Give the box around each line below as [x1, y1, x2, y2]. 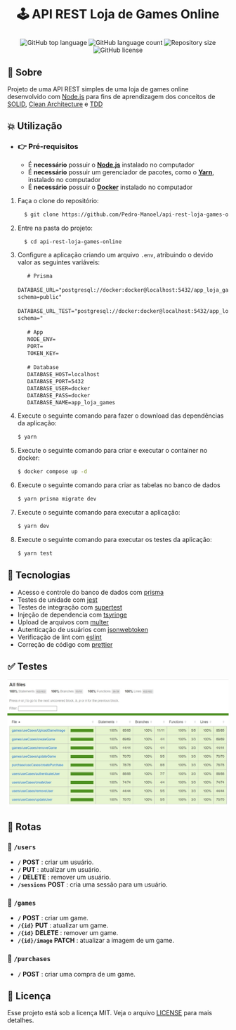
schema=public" [17, 294, 63, 301]
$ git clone [24, 211, 59, 218]
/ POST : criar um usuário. [17, 858, 94, 866]
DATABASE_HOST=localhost [27, 371, 100, 378]
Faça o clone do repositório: [17, 196, 99, 205]
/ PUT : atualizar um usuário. [17, 865, 102, 874]
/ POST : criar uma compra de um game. [17, 970, 136, 978]
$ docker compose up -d [17, 468, 88, 475]
